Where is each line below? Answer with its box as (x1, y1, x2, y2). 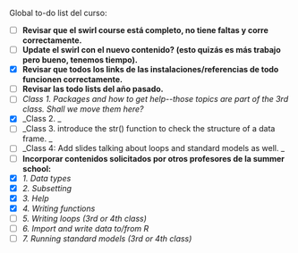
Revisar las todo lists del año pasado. (21, 84, 164, 95)
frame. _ (21, 133, 53, 144)
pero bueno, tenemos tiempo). (21, 55, 139, 65)
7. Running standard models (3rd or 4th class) (21, 232, 192, 244)
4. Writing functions (21, 203, 96, 214)
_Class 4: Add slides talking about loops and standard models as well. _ (21, 143, 285, 154)
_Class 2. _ (21, 114, 62, 124)
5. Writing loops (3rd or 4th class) (21, 213, 148, 223)
